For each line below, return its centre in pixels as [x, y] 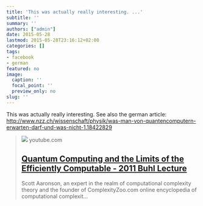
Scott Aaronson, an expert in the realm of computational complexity [106, 183]
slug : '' [17, 97]
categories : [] [26, 46]
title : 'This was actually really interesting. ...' [75, 12]
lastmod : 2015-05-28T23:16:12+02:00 [53, 40]
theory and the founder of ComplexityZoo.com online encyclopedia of [109, 190]
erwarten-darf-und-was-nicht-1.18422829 [59, 127]
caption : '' [27, 80]
